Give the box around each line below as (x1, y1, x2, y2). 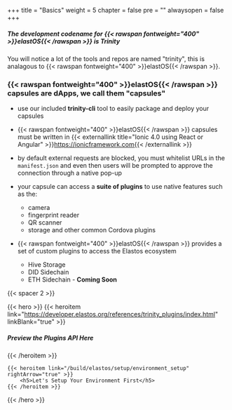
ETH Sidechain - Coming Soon (27, 275, 118, 284)
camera (27, 204, 50, 212)
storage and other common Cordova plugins (27, 226, 156, 234)
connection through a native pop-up (17, 168, 123, 178)
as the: (17, 190, 38, 199)
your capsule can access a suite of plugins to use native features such (17, 183, 223, 191)
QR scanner (27, 218, 62, 227)
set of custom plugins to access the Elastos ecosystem (17, 247, 177, 256)
